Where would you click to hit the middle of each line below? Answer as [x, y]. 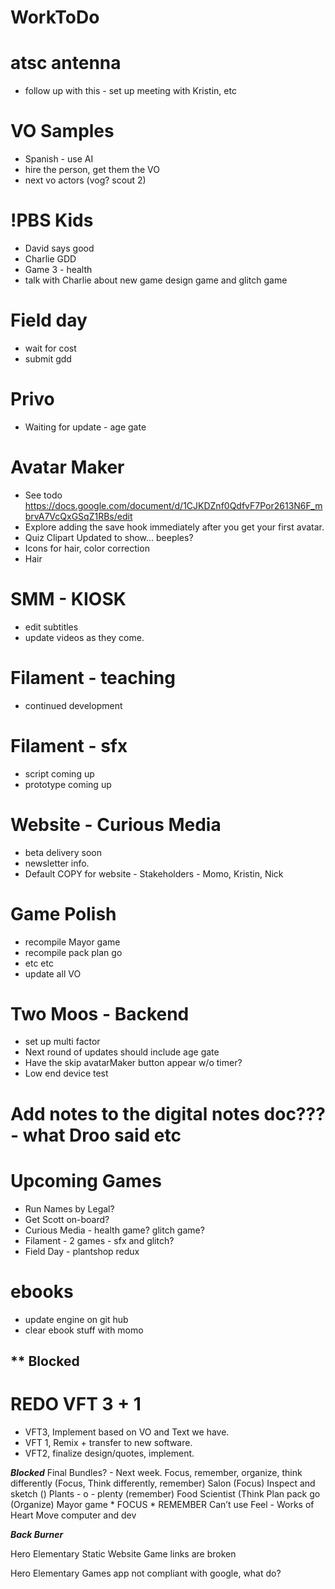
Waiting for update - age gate [85, 427]
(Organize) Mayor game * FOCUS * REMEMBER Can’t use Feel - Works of [162, 1504]
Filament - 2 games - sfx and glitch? [99, 1240]
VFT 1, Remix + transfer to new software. [108, 1442]
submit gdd [48, 358]
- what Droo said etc [96, 1135]
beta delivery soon [63, 852]
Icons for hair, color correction [87, 548]
